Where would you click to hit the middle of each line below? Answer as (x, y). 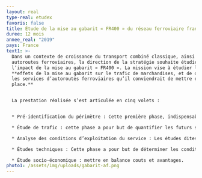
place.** (23, 85)
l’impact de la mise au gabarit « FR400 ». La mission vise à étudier (102, 68)
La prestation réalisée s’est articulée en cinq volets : (86, 101)
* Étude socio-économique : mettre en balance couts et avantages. (98, 160)
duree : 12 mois (25, 34)
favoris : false (25, 23)
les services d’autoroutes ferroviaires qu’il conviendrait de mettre (102, 79)
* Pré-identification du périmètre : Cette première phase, (88, 117)
